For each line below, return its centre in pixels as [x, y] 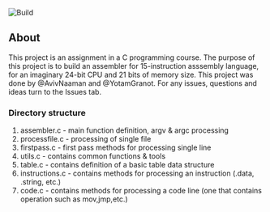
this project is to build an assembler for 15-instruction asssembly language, [134, 66]
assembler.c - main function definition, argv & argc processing [124, 130]
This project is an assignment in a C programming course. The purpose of [132, 57]
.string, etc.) [41, 182]
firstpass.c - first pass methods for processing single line [116, 148]
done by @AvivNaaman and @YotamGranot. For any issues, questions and [133, 83]
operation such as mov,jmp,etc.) [74, 199]
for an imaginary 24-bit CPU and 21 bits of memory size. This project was [131, 74]
